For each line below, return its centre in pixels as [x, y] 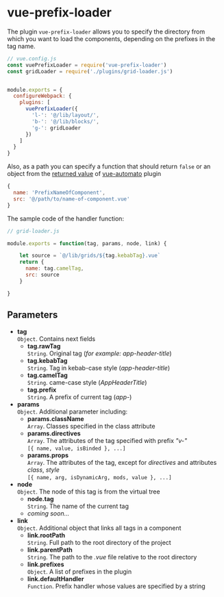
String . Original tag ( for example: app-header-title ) [100, 353]
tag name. [21, 46]
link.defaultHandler [55, 579]
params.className [55, 418]
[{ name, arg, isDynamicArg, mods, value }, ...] [100, 477]
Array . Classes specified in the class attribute [91, 426]
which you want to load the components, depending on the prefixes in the [111, 38]
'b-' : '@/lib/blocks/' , [65, 121]
